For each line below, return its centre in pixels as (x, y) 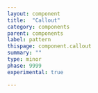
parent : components (35, 33)
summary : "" (24, 53)
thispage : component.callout (49, 46)
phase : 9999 (24, 66)
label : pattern (29, 40)
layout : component (34, 14)
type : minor (24, 59)
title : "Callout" (34, 20)
